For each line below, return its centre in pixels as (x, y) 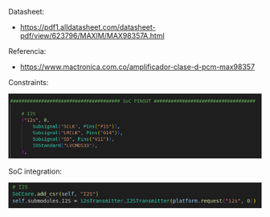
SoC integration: (35, 171)
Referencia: (27, 51)
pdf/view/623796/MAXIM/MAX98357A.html (92, 36)
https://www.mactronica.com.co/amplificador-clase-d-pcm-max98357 (137, 67)
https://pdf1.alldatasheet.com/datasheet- (88, 27)
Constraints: (29, 82)
